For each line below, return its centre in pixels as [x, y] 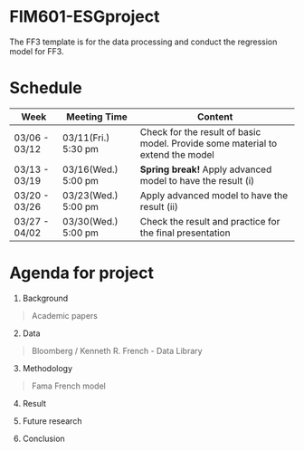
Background [45, 298]
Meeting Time [97, 117]
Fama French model [68, 386]
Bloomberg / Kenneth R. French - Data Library [117, 350]
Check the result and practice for [210, 221]
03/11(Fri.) [86, 138]
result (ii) [159, 206]
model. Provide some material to [209, 143]
